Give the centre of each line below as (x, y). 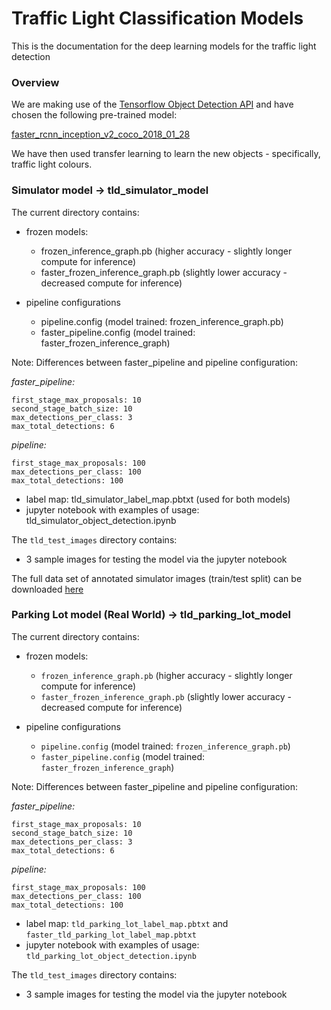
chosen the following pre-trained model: (94, 115)
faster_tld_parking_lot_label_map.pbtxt (111, 935)
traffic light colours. (52, 164)
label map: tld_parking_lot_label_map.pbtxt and (127, 923)
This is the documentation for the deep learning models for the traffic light (164, 46)
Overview (35, 82)
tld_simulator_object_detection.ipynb (101, 520)
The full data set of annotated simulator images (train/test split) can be (157, 578)
